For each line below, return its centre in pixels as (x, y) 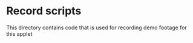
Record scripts (44, 11)
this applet (19, 33)
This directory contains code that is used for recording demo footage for (97, 27)
